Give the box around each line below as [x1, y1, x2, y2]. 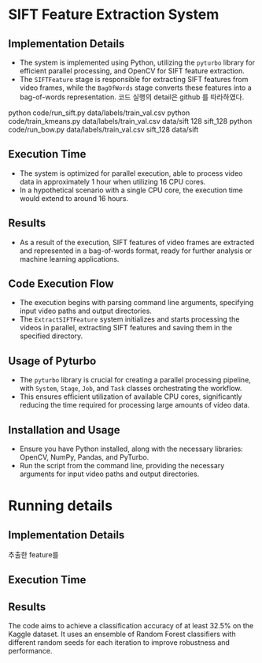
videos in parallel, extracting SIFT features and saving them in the [19, 323, 233, 333]
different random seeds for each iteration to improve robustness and [8, 638, 231, 647]
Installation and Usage [8, 423, 120, 437]
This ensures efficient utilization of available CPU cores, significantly [19, 392, 242, 401]
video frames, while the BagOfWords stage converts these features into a [19, 83, 252, 92]
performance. [8, 646, 53, 656]
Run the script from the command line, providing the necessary [19, 461, 225, 471]
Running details [8, 497, 113, 515]
